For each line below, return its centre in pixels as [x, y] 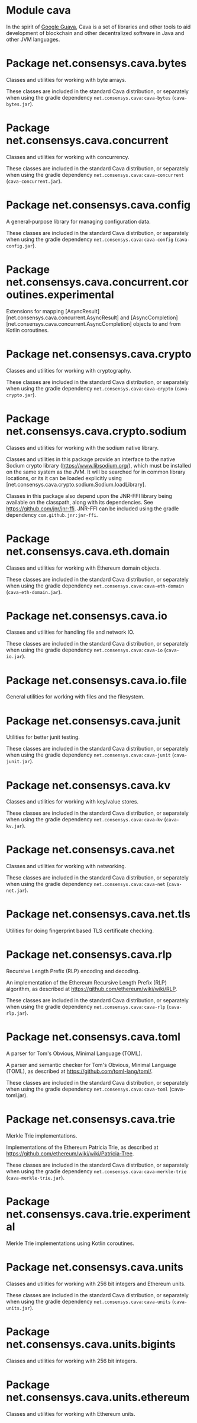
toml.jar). [17, 1095]
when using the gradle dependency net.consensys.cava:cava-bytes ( [90, 97]
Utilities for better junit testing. [43, 737]
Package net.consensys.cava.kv [88, 785]
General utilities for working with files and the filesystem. [75, 697]
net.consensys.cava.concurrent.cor [97, 282]
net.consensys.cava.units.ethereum [98, 1397]
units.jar [18, 1308]
